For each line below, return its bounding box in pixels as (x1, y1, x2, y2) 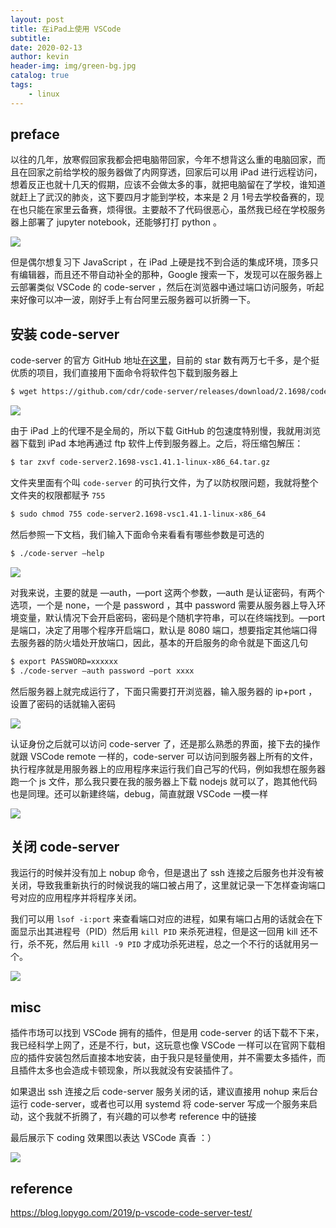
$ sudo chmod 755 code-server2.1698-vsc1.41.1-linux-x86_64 (10, 509, 267, 519)
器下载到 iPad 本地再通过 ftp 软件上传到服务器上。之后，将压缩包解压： (10, 437, 304, 450)
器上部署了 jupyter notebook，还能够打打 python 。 (10, 216, 222, 228)
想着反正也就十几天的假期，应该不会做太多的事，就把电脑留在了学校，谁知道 (10, 179, 326, 191)
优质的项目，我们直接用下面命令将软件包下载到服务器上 (10, 367, 238, 379)
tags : (10, 80, 33, 90)
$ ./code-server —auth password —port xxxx (10, 666, 195, 676)
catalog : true (10, 71, 70, 81)
